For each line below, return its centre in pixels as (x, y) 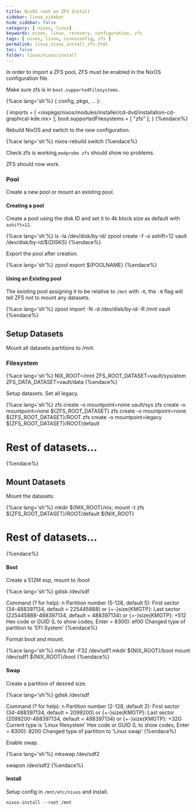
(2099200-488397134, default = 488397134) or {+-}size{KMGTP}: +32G (94, 718)
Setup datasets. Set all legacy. (42, 393)
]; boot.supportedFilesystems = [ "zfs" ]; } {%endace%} (121, 119)
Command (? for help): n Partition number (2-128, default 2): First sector (93, 706)
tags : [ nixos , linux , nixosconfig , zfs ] (59, 39)
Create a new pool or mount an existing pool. (60, 192)
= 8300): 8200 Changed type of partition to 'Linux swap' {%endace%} (91, 731)
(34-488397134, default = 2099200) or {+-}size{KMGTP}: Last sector (90, 712)
